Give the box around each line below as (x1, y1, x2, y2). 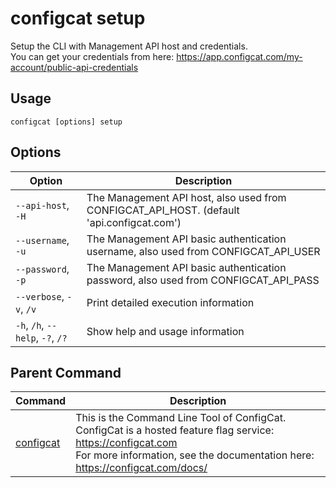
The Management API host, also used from (86, 190, 287, 204)
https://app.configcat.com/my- (176, 50, 303, 62)
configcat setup (10, 7, 146, 30)
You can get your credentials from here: (10, 50, 175, 62)
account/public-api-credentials (10, 61, 139, 73)
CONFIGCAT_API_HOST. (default (86, 203, 240, 217)
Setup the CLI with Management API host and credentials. (10, 40, 248, 52)
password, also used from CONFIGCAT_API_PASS (86, 273, 320, 287)
